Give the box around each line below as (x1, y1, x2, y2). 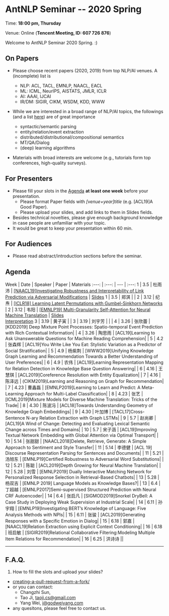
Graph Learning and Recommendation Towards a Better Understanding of (5, 353, 158, 360)
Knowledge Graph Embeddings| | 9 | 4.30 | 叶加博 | (5, 408, 111, 415)
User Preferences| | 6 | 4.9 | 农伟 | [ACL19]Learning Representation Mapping (5, 359, 163, 365)
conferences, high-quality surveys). (12, 160, 87, 166)
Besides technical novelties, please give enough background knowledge (12, 215, 162, 221)
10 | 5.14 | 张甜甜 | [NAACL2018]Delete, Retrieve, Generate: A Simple (5, 438, 147, 444)
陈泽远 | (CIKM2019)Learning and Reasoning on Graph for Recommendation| (5, 378, 164, 384)
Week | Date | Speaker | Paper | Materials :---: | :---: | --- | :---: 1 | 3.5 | (5, 281, 152, 287)
